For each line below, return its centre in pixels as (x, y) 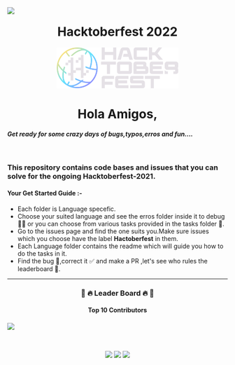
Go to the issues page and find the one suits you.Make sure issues (113, 231)
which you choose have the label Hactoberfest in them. (98, 238)
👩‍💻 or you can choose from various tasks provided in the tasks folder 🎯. (121, 223)
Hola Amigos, (117, 114)
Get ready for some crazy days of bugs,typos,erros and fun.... (100, 134)
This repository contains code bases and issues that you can (113, 167)
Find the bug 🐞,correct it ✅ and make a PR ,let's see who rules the (112, 261)
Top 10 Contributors (117, 310)
